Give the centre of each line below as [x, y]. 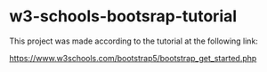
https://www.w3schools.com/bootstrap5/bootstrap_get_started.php [133, 58]
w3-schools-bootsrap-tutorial [123, 16]
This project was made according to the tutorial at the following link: [133, 41]
